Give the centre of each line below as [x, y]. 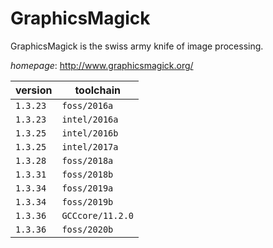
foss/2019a [87, 188]
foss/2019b [87, 201]
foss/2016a [87, 105]
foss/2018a [87, 160]
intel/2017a [90, 146]
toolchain [98, 90]
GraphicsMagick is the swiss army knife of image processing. [137, 46]
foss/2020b [87, 229]
